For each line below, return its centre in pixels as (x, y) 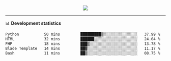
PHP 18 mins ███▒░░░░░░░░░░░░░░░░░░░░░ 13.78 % (83, 44)
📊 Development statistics (33, 23)
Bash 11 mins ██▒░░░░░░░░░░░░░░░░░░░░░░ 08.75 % (83, 53)
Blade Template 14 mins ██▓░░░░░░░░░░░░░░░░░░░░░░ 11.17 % (83, 48)
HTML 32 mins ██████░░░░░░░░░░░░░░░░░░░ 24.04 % (83, 39)
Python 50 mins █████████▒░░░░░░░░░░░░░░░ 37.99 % (83, 35)
